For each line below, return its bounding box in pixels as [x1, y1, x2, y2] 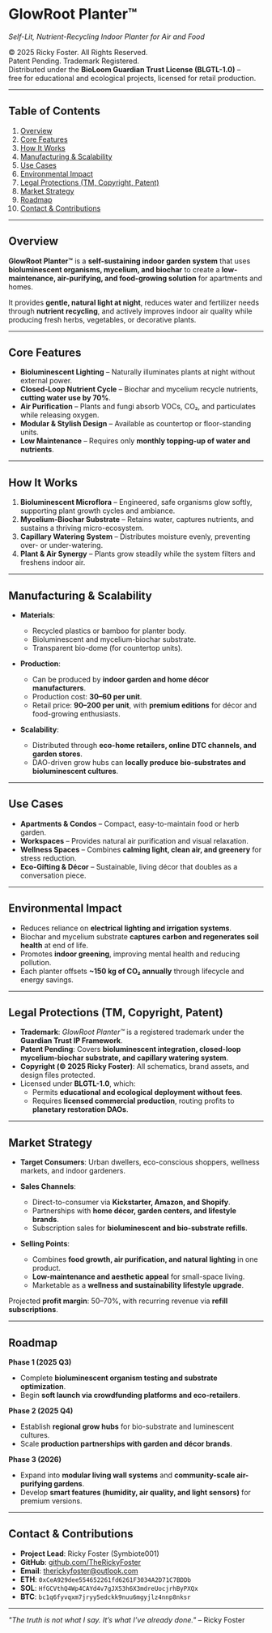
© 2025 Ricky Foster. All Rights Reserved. [8, 47, 148, 57]
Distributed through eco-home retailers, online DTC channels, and [32, 741, 257, 750]
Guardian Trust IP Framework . [19, 1036, 123, 1045]
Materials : [19, 610, 55, 620]
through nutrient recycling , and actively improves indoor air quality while [8, 306, 253, 316]
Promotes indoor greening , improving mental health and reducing [19, 949, 240, 959]
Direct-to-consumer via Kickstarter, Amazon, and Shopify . [32, 1197, 231, 1208]
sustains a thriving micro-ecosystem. [19, 524, 144, 533]
